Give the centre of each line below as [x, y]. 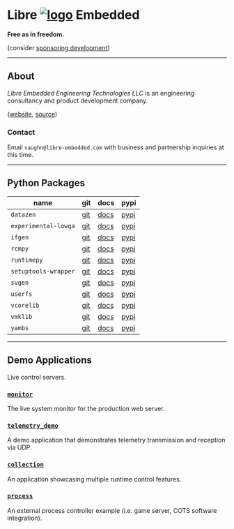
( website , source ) [32, 114]
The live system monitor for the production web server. [86, 408]
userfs [22, 294]
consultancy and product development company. [78, 100]
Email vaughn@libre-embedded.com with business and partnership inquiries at [116, 147]
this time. [21, 155]
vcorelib [25, 305]
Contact [21, 132]
